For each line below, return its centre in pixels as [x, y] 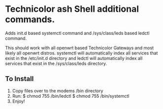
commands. [30, 19]
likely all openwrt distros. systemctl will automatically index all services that [81, 53]
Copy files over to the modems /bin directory [58, 91]
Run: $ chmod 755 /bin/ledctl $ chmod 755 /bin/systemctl [71, 96]
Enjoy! [18, 101]
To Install [19, 79]
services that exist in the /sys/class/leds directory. [56, 63]
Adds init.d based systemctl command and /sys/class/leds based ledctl [77, 33]
